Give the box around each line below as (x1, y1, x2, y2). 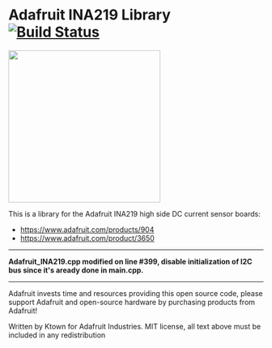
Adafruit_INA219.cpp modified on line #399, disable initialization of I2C (8, 256, 253, 266)
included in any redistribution (8, 330, 106, 340)
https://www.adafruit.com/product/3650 (19, 233, 155, 243)
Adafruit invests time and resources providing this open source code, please (8, 288, 263, 298)
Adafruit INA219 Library (8, 6, 172, 24)
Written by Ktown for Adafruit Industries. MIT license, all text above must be (8, 321, 261, 331)
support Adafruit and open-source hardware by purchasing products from (8, 297, 256, 307)
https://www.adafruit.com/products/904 (19, 225, 155, 234)
